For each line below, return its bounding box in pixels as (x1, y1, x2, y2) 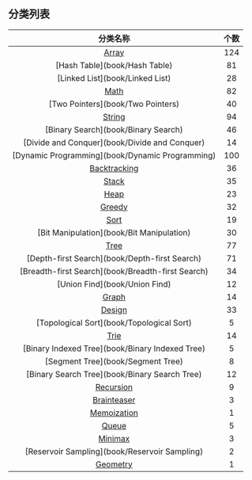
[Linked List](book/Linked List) (57, 72, 171, 83)
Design (100, 304, 128, 315)
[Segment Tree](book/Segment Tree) (44, 356, 183, 367)
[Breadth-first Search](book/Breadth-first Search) (19, 265, 209, 276)
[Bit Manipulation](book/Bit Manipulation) (36, 227, 191, 238)
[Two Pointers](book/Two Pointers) (48, 98, 180, 109)
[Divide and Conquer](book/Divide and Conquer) (23, 137, 205, 148)
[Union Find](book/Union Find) (56, 278, 171, 289)
